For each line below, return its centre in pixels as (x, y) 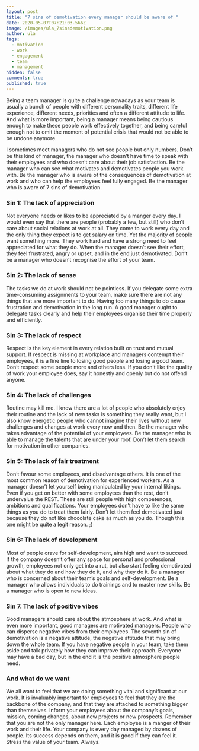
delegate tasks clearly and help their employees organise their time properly (99, 313)
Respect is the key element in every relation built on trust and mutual (90, 348)
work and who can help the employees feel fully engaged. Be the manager (97, 181)
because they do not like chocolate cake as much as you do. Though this (95, 518)
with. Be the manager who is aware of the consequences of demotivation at (99, 175)
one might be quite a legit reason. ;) (49, 525)
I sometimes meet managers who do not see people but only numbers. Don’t (99, 150)
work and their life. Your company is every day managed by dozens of (92, 729)
